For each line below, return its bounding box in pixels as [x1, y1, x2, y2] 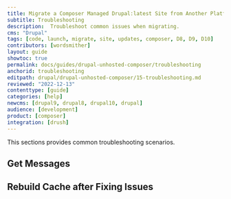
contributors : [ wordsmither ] [7, 42, 91, 49]
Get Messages [7, 158, 71, 169]
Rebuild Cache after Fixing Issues [7, 181, 153, 193]
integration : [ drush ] [7, 118, 69, 126]
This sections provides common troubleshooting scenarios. [7, 138, 175, 146]
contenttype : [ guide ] [7, 87, 69, 94]
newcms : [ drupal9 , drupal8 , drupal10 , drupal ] [7, 100, 143, 107]
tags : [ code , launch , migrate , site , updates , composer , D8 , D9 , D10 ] [7, 36, 214, 43]
